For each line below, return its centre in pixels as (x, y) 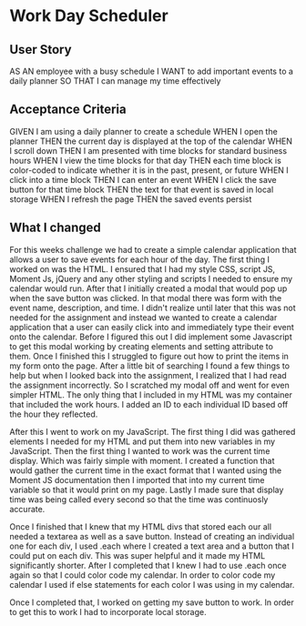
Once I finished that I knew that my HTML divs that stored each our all (140, 526)
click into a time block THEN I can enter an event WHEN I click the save (143, 179)
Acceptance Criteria (68, 110)
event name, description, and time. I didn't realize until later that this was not (153, 308)
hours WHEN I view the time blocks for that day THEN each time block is (146, 160)
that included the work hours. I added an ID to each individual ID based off (149, 404)
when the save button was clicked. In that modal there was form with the (146, 298)
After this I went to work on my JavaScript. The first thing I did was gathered (153, 431)
